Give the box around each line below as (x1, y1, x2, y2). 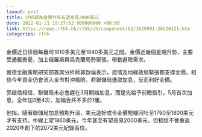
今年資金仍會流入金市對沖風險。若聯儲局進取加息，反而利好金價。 (11, 76, 175, 84)
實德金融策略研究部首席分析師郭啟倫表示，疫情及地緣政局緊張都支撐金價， (6, 68, 191, 76)
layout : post (6, 8, 39, 15)
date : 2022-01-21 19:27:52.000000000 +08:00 (6, 20, 120, 26)
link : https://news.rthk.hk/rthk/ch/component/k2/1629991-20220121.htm (6, 25, 190, 32)
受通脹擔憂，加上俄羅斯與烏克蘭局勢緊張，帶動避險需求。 (6, 56, 149, 63)
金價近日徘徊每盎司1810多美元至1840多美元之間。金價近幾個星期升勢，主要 (6, 49, 194, 56)
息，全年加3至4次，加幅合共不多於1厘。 (6, 97, 106, 104)
